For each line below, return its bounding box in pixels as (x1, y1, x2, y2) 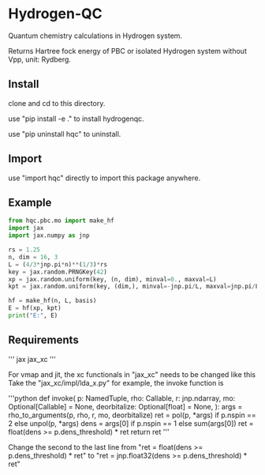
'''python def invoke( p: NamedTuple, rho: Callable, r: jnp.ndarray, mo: (8, 393, 236, 403)
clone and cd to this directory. (8, 98, 106, 107)
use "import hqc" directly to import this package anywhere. (8, 173, 201, 183)
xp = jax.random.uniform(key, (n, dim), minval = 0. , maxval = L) (8, 275, 217, 283)
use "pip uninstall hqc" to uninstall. (8, 129, 121, 138)
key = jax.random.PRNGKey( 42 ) (8, 268, 108, 276)
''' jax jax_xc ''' (8, 354, 57, 364)
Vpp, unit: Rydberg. (8, 55, 71, 64)
